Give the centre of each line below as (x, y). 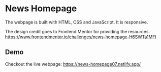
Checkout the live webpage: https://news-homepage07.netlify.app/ (73, 64)
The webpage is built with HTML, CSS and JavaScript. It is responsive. (77, 22)
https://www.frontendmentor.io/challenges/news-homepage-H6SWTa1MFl (81, 37)
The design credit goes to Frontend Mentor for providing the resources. (78, 31)
